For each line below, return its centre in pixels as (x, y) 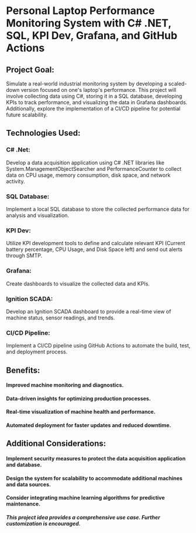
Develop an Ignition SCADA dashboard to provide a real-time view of (89, 311)
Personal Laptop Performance (80, 11)
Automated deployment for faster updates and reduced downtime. (89, 425)
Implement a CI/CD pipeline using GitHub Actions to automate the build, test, (98, 346)
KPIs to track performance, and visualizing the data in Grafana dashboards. (97, 102)
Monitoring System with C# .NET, (89, 23)
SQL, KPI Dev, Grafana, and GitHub (92, 36)
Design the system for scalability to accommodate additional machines (94, 478)
